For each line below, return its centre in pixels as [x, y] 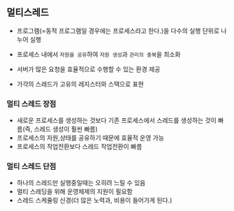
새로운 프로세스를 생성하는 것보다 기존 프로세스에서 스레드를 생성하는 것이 [117, 120]
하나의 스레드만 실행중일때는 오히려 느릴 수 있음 [81, 183]
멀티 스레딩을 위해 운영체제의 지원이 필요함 [75, 191]
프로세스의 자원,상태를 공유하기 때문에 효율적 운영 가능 [90, 138]
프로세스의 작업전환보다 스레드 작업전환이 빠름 [79, 147]
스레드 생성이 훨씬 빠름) [66, 129]
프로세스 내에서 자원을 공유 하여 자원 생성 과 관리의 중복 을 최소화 [98, 54]
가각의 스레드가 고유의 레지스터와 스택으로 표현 [80, 84]
